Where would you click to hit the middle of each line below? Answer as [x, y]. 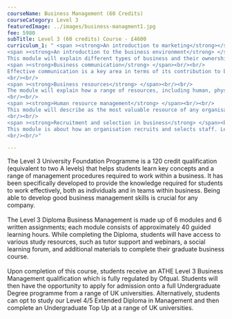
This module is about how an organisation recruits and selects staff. [112, 129]
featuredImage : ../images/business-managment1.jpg [81, 26]
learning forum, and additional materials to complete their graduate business [116, 249]
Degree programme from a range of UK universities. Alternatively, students [114, 293]
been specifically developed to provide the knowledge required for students [115, 183]
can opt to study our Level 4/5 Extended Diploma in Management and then [113, 300]
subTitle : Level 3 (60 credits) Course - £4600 [77, 39]
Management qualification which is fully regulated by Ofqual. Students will [113, 279]
